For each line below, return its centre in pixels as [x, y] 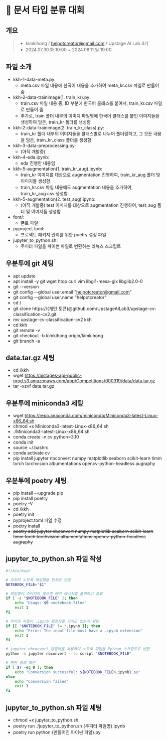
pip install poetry [30, 498]
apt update [24, 276]
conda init [23, 442]
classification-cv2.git [35, 314]
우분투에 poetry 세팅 [36, 480]
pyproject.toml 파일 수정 [37, 520]
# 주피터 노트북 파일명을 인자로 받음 [38, 580]
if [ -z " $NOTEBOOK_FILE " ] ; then [42, 598]
